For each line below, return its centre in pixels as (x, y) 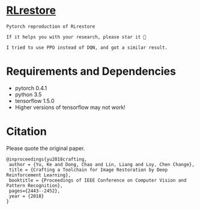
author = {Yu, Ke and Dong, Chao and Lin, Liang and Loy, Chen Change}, (102, 164)
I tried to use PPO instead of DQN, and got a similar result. (87, 48)
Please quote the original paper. (46, 148)
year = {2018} (26, 196)
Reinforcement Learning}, (38, 175)
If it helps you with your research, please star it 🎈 (76, 37)
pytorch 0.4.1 (31, 88)
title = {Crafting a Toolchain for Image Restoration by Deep (88, 170)
